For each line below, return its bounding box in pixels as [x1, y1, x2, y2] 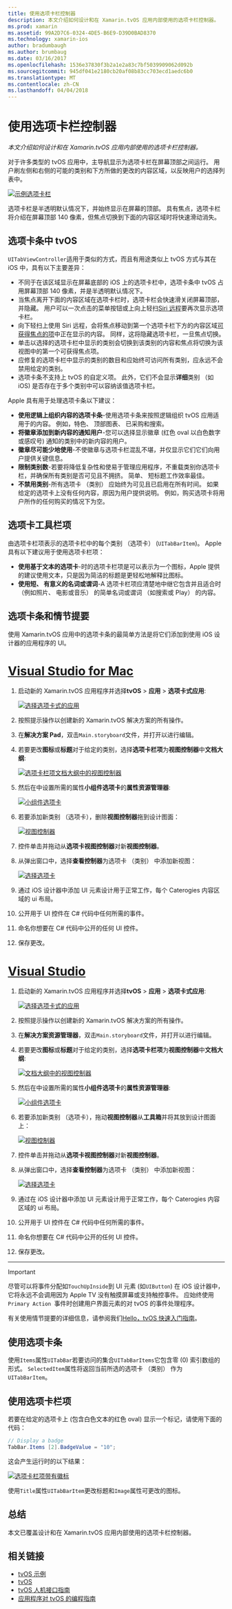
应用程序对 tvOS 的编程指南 [17, 1595, 96, 1603]
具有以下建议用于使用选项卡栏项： [8, 547, 105, 556]
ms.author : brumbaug [8, 49, 67, 56]
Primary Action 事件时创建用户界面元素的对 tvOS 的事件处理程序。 [8, 1299, 198, 1308]
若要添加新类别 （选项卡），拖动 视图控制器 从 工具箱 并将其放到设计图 [17, 1113, 210, 1122]
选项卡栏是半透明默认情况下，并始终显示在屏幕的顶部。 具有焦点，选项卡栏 [8, 204, 221, 213]
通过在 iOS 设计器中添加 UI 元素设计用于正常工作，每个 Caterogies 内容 [17, 1195, 220, 1203]
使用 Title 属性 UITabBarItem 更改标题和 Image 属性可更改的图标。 [8, 1486, 184, 1494]
